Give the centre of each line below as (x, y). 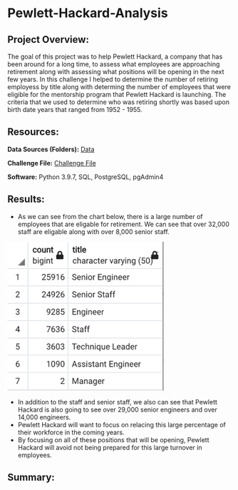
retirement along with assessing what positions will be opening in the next (116, 72)
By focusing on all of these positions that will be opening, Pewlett (113, 439)
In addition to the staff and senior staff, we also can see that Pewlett (117, 402)
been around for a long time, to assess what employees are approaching (114, 64)
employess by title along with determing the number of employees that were (119, 87)
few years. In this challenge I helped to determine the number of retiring (113, 79)
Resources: (33, 132)
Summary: (31, 478)
